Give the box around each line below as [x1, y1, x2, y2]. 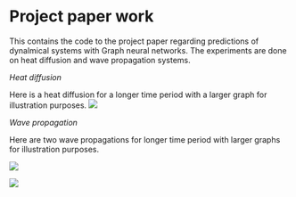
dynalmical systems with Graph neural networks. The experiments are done [9, 45, 287, 55]
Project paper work [9, 6, 154, 27]
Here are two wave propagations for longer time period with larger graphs [9, 134, 281, 144]
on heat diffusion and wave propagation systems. [9, 54, 191, 65]
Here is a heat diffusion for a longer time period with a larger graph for [9, 89, 267, 100]
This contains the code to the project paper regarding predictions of [9, 36, 259, 46]
